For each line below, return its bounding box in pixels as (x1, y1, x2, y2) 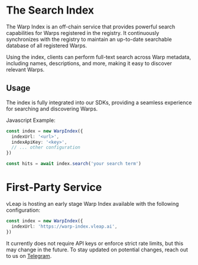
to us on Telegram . (6, 252, 52, 259)
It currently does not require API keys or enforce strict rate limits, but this (6, 240, 184, 247)
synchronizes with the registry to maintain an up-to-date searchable (6, 35, 173, 43)
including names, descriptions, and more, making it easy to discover (6, 60, 173, 67)
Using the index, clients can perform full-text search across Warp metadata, (6, 53, 191, 60)
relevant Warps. (6, 66, 45, 73)
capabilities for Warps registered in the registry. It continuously (6, 29, 160, 36)
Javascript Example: (6, 117, 56, 124)
